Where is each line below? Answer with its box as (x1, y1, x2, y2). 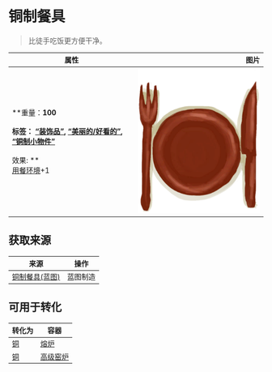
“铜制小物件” (11, 137, 56, 147)
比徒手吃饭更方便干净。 (28, 36, 107, 45)
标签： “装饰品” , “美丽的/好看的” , (11, 126, 123, 136)
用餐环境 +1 (11, 165, 50, 175)
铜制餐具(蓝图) (11, 272, 61, 282)
